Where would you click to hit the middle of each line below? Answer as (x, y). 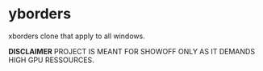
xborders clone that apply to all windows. (77, 36)
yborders (40, 14)
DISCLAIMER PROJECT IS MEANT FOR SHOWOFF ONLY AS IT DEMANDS (132, 51)
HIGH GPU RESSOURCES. (51, 60)
